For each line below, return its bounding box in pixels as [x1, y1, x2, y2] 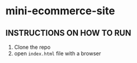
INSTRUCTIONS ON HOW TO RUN [5, 28, 131, 38]
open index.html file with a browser [14, 50, 102, 57]
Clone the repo [14, 43, 51, 51]
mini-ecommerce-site [5, 4, 116, 18]
